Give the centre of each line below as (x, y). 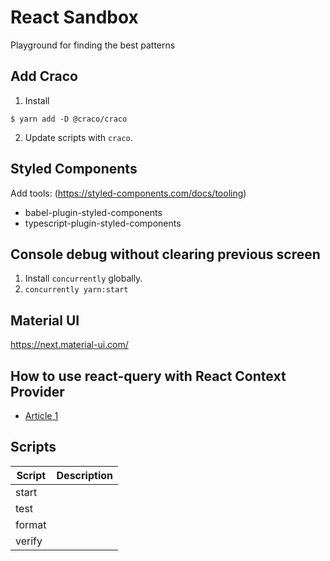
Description (84, 475)
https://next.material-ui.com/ (69, 345)
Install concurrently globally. (83, 278)
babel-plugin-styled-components (93, 212)
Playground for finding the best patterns (93, 45)
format (31, 524)
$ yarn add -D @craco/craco (69, 119)
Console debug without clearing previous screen (165, 254)
